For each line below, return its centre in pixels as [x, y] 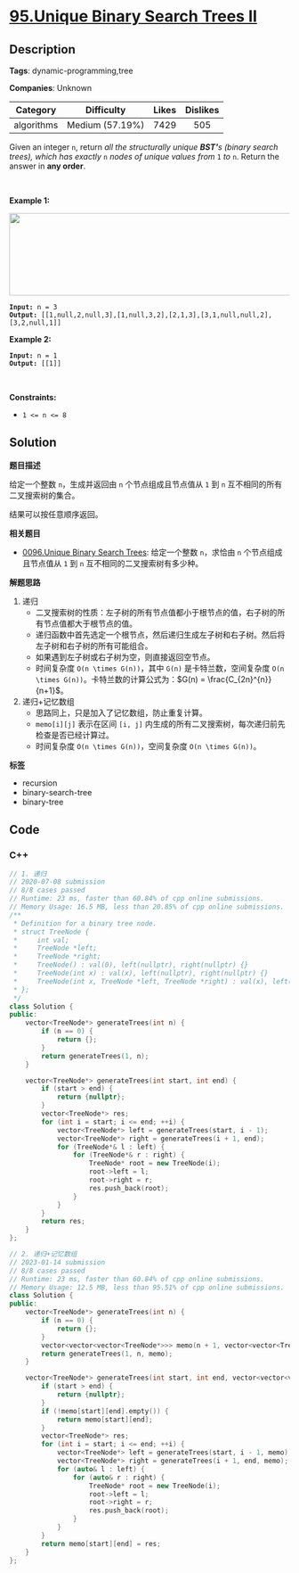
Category [36, 110]
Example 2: [30, 339]
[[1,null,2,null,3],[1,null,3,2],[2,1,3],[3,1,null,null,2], [157, 315]
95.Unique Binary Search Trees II [133, 16]
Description [42, 49]
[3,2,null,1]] [36, 323]
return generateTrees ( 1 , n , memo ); [107, 1354]
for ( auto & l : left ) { [101, 1469]
